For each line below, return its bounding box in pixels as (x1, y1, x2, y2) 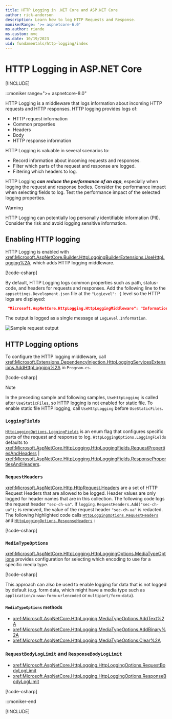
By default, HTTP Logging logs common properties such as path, (5, 279, 142, 285)
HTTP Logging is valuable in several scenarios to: (5, 147, 110, 153)
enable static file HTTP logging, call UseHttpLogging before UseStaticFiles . (5, 405, 163, 411)
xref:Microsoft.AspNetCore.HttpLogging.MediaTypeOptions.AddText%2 (12, 616, 165, 622)
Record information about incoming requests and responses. (12, 157, 141, 164)
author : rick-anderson (5, 12, 54, 17)
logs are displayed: (5, 296, 46, 302)
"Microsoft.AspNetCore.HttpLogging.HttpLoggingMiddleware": (7, 305, 139, 311)
